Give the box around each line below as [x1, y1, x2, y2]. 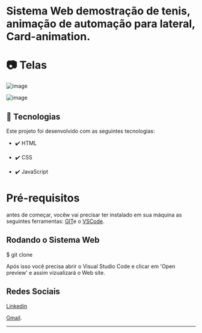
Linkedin [6, 302, 28, 310]
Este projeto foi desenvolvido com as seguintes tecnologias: [6, 127, 155, 135]
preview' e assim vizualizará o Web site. [6, 269, 105, 276]
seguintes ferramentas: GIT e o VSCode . [6, 218, 105, 225]
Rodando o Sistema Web [6, 235, 100, 245]
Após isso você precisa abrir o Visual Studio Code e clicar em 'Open [6, 263, 176, 270]
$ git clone [6, 251, 33, 258]
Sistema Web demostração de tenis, [6, 4, 191, 18]
